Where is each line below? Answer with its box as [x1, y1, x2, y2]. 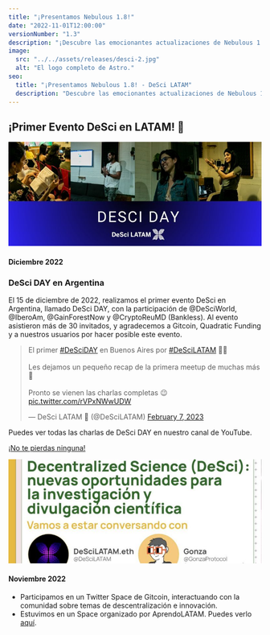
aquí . [19, 617, 37, 627]
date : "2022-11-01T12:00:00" [8, 21, 106, 30]
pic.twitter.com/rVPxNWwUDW [27, 396, 132, 406]
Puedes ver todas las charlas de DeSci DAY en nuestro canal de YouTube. [8, 427, 252, 437]
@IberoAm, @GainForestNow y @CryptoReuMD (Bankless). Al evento [8, 312, 239, 322]
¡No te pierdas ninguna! [8, 443, 86, 452]
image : [8, 47, 31, 56]
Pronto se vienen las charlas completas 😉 [27, 387, 168, 398]
